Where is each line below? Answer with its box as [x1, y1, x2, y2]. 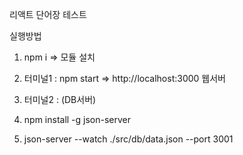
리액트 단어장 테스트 [9, 9, 87, 20]
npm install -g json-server [23, 114, 132, 125]
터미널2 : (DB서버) [23, 94, 97, 105]
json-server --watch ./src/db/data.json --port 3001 [23, 133, 234, 145]
